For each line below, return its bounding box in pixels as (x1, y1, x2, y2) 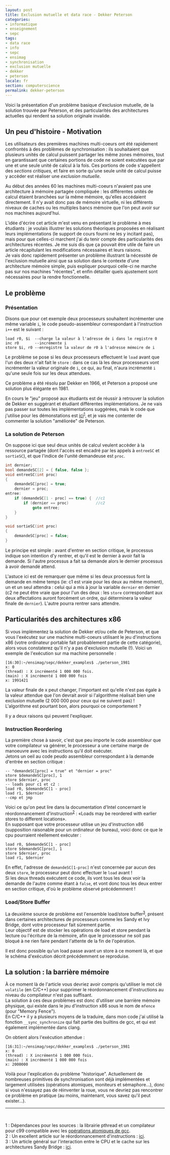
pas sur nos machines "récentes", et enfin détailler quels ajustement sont (5, 269, 158, 275)
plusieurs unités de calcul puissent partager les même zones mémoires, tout (5, 152, 164, 158)
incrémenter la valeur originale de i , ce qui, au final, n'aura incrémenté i (5, 365, 156, 371)
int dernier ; (5, 462, 33, 468)
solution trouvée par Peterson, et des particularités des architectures (5, 107, 149, 113)
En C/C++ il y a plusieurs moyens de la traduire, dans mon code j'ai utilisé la (5, 1014, 164, 1020)
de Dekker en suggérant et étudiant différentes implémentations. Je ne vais (5, 401, 162, 407)
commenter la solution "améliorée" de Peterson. (5, 418, 105, 424)
